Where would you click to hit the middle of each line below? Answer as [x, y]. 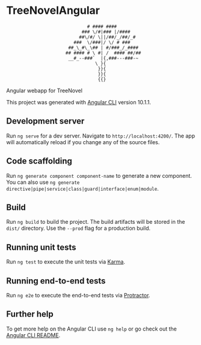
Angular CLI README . [33, 335]
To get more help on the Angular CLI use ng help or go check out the [91, 329]
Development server [45, 121]
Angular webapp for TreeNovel [45, 90]
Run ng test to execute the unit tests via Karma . [66, 262]
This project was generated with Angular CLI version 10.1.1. [79, 102]
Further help [30, 314]
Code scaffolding [39, 161]
